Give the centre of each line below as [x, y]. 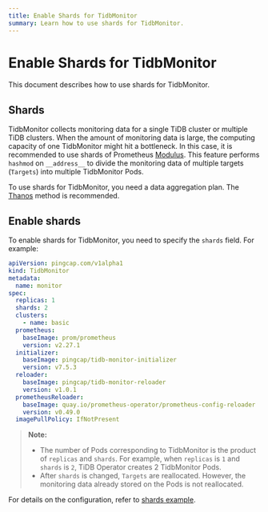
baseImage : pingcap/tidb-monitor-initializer [100, 360]
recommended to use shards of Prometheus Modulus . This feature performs [134, 155]
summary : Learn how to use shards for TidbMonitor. [96, 23]
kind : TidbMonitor [39, 270]
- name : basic [46, 323]
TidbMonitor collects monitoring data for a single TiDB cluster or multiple [128, 130]
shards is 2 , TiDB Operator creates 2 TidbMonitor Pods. [130, 467]
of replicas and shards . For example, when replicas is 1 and [140, 459]
